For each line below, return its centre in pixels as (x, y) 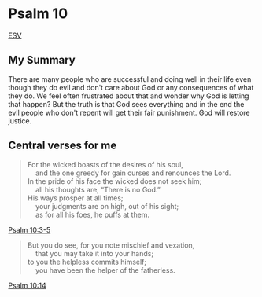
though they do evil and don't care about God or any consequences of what (131, 87)
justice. (20, 121)
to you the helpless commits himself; (87, 262)
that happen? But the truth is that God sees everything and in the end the (126, 104)
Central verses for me (63, 146)
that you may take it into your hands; (94, 253)
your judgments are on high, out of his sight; (107, 206)
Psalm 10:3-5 (30, 229)
